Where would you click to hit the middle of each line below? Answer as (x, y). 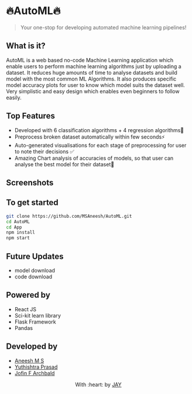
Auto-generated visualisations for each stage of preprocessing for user (100, 145)
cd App (14, 227)
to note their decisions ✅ (44, 151)
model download (35, 270)
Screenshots (30, 182)
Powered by (28, 295)
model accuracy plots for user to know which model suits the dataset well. (96, 85)
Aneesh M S (29, 361)
